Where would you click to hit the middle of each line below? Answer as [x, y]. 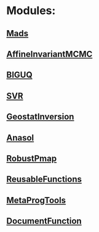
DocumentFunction [44, 221]
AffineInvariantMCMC [50, 54]
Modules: [31, 11]
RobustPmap [32, 158]
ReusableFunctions [44, 180]
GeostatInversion [40, 117]
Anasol [20, 138]
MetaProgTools [36, 200]
